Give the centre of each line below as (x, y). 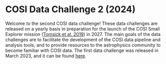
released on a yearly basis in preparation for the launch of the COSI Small (82, 28)
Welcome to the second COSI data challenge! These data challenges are (81, 23)
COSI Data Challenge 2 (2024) (70, 9)
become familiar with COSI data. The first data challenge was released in (82, 50)
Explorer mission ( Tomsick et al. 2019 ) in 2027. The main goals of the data (83, 34)
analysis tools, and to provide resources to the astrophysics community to (83, 45)
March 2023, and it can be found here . (46, 56)
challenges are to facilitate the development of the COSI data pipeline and (83, 40)
